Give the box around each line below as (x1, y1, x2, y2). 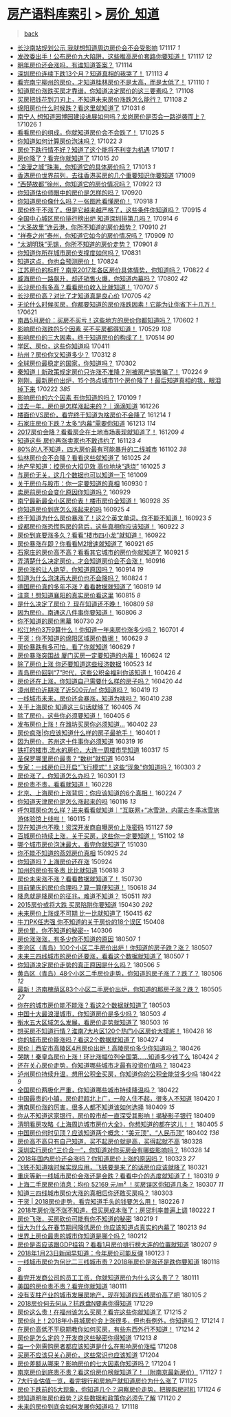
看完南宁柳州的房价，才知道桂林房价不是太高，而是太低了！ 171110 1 (16, 78, 209, 86)
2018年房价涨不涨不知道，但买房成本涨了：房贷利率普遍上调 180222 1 (16, 1206, 214, 1214)
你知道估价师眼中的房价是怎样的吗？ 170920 (16, 188, 143, 197)
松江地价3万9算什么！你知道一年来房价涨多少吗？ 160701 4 (16, 625, 184, 633)
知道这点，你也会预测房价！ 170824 (16, 257, 118, 265)
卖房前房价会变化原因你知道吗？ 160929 (16, 487, 131, 496)
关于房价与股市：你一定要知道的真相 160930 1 (16, 479, 147, 487)
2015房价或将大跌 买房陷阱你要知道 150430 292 (16, 900, 153, 908)
